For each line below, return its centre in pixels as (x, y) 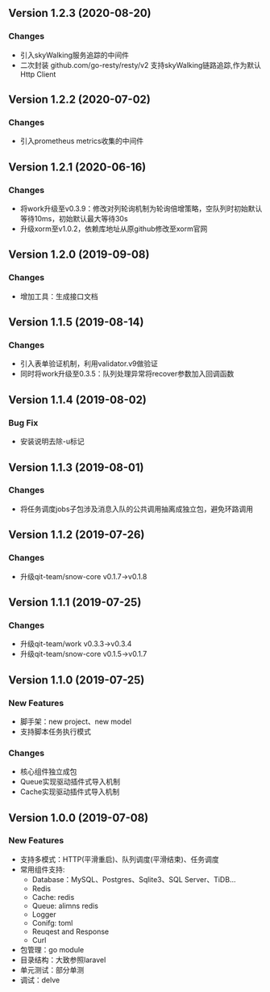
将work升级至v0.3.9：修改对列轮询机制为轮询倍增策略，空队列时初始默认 (141, 208)
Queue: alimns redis (65, 906)
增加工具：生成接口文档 (59, 296)
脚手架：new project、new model (75, 721)
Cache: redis (53, 897)
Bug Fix (23, 422)
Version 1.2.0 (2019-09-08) (79, 255)
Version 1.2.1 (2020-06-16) (77, 167)
